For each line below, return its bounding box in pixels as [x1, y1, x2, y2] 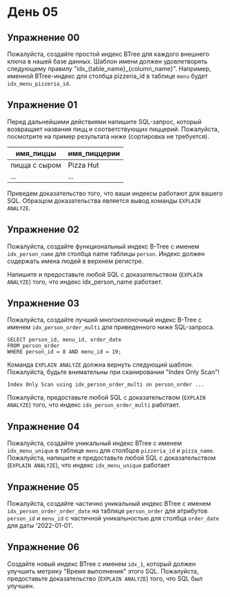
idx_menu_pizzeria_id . [7, 79, 71, 87]
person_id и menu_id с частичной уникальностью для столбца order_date [7, 514, 220, 522]
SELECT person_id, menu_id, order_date [7, 336, 122, 344]
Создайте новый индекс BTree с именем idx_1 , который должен [7, 560, 196, 568]
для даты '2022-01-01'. [7, 522, 74, 530]
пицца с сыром [10, 160, 62, 170]
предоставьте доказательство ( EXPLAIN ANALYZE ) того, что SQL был [7, 574, 203, 583]
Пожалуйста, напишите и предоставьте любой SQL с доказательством [7, 453, 216, 462]
